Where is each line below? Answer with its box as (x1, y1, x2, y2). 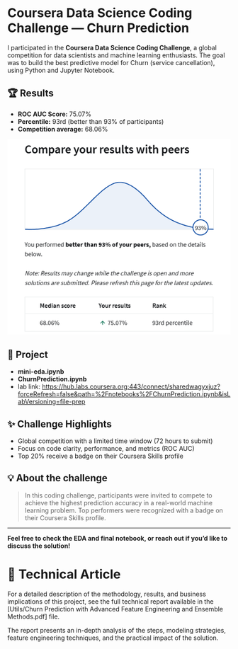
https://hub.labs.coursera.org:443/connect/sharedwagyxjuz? (42, 382, 221, 391)
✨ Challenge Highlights (7, 418, 112, 430)
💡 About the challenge (7, 472, 108, 484)
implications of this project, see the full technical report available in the (7, 597, 214, 606)
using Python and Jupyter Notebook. (7, 66, 115, 74)
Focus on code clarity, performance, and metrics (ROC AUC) (17, 444, 195, 452)
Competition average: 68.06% (17, 125, 108, 133)
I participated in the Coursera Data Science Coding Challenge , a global (7, 43, 217, 52)
